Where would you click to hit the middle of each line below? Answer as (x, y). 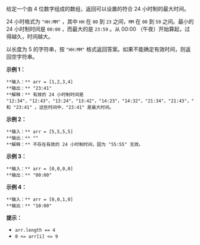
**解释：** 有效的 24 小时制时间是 (45, 95)
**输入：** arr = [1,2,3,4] (40, 82)
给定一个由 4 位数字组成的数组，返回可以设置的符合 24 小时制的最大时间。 (98, 9)
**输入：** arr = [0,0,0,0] (40, 169)
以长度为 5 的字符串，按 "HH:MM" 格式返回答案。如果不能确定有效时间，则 (96, 49)
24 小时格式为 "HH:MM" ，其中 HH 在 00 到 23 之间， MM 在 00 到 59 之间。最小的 (100, 22)
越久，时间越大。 (32, 37)
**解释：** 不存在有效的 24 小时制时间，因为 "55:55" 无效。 (75, 144)
